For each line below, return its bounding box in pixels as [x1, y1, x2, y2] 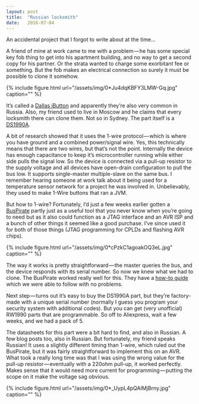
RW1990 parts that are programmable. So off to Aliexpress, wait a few [6, 311, 177, 318]
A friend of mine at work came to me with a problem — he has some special [6, 48, 190, 55]
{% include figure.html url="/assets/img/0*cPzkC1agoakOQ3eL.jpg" [6, 244, 173, 251]
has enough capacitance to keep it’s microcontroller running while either [6, 151, 183, 159]
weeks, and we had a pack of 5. [6, 317, 84, 324]
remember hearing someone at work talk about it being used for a [6, 176, 168, 184]
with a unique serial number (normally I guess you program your [21, 298, 178, 306]
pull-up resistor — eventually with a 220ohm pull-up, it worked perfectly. [6, 361, 182, 368]
